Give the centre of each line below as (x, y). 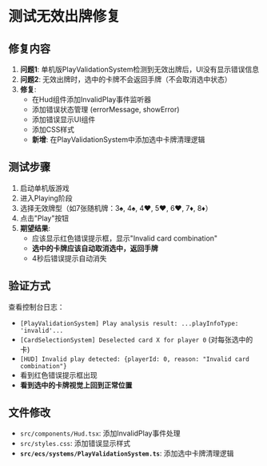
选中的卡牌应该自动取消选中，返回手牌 (95, 248)
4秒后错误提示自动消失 (69, 258)
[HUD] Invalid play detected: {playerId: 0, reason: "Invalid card (134, 359)
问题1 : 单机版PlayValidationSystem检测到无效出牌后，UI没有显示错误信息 (139, 69)
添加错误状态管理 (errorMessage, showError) (106, 109)
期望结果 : (35, 228)
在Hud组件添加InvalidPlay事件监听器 (92, 99)
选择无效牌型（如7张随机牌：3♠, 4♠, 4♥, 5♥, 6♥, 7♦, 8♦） (116, 208)
